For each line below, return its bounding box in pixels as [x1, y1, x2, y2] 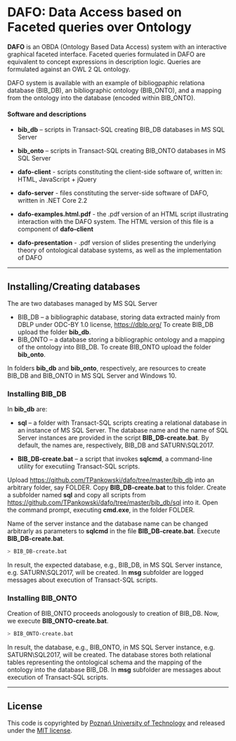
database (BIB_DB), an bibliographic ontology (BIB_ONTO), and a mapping [7, 86, 222, 94]
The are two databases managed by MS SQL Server [7, 299, 158, 307]
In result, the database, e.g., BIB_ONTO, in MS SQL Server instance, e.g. [7, 643, 216, 652]
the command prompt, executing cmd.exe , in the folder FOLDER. [7, 506, 195, 514]
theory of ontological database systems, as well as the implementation [17, 246, 222, 254]
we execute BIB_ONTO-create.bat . [7, 617, 109, 625]
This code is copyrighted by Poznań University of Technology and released [7, 719, 225, 728]
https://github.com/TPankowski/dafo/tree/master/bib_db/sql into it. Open [7, 498, 218, 507]
